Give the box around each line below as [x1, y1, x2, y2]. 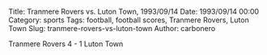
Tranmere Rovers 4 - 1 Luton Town [8, 39, 124, 49]
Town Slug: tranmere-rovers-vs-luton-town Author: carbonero [8, 24, 216, 33]
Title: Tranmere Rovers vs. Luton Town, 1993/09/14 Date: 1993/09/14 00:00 [8, 7, 260, 16]
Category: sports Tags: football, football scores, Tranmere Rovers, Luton [8, 15, 249, 25]
